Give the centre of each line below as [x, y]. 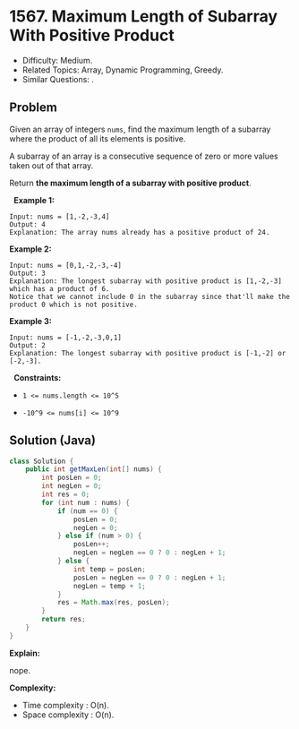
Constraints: [37, 377]
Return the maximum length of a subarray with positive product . [131, 183]
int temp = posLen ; [109, 569]
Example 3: [30, 321]
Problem [34, 108]
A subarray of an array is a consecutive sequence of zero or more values [144, 156]
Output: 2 [28, 345]
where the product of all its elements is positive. [98, 138]
